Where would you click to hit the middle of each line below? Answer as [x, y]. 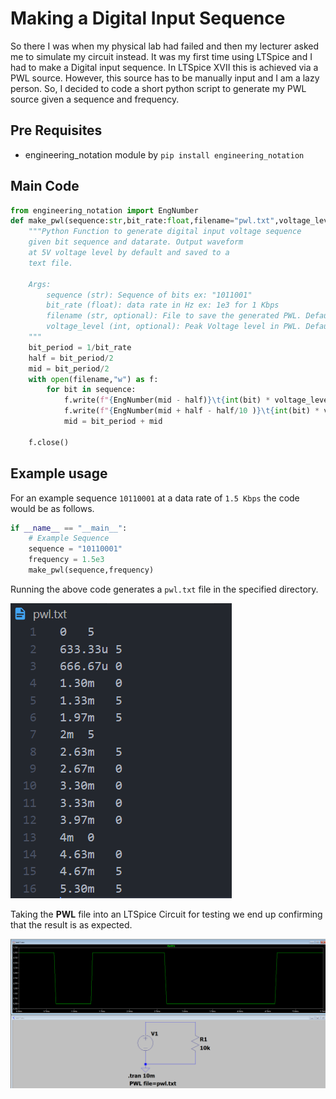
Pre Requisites [56, 130]
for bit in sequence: [91, 390]
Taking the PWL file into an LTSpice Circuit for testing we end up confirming [166, 914]
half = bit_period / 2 [71, 358]
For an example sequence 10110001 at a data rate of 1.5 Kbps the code [155, 498]
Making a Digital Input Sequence [148, 18]
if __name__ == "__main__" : [69, 528]
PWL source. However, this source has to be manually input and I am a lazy [165, 78]
